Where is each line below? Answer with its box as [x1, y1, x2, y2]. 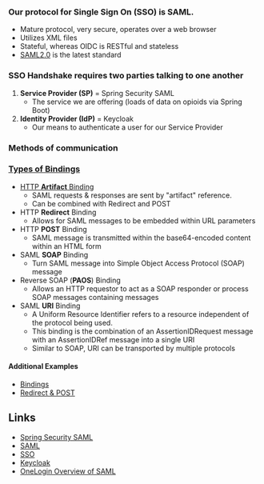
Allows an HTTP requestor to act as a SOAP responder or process [31, 283, 250, 294]
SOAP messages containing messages [31, 292, 159, 302]
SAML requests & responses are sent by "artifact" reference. [31, 190, 232, 200]
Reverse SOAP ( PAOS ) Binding [19, 275, 122, 285]
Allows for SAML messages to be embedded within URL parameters [31, 215, 256, 226]
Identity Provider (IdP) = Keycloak [19, 114, 134, 123]
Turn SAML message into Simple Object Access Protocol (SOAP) [31, 258, 246, 268]
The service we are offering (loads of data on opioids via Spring [31, 97, 242, 106]
